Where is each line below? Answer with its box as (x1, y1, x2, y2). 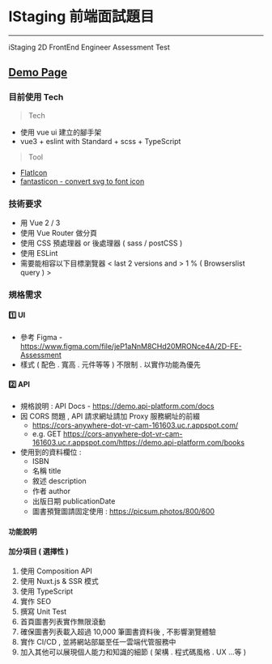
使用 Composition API (19, 566, 93, 576)
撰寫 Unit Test (19, 607, 67, 616)
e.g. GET (32, 429, 62, 439)
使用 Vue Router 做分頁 (19, 228, 98, 237)
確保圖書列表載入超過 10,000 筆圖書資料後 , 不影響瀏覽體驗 (19, 627, 216, 636)
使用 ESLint (19, 248, 58, 258)
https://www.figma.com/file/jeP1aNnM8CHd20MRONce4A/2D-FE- (19, 342, 242, 351)
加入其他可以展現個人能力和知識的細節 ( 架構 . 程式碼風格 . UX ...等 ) (19, 647, 247, 657)
